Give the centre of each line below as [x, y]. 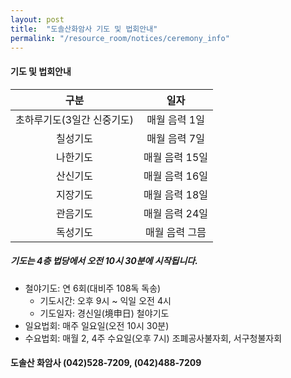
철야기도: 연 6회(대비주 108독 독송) [93, 288]
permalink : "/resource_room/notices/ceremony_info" [120, 38]
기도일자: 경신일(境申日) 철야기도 [104, 313]
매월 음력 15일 [176, 157]
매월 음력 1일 [175, 119]
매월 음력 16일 [176, 176]
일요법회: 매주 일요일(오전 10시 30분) [97, 325]
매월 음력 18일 [176, 194]
